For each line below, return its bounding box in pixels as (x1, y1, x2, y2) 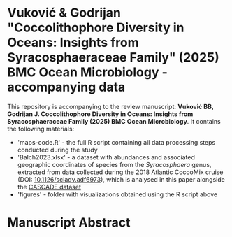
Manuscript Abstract (7, 215, 131, 231)
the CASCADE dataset (17, 182, 82, 191)
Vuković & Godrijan (7, 5, 121, 21)
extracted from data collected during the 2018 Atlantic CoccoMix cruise (17, 168, 224, 176)
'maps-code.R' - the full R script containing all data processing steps (17, 138, 216, 146)
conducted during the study (17, 145, 98, 154)
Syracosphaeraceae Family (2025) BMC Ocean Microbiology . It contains (7, 117, 222, 125)
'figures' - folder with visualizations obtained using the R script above (17, 190, 218, 199)
